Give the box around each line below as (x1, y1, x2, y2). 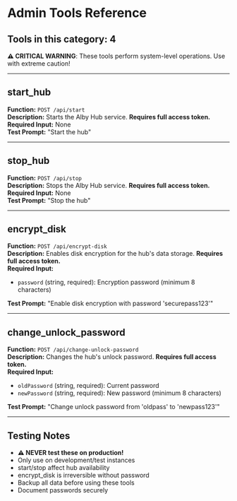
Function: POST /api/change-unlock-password (7, 345, 139, 354)
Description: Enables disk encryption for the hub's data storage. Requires (7, 249, 224, 258)
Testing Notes (7, 430, 71, 442)
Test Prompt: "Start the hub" (7, 127, 92, 136)
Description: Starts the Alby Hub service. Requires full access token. (7, 112, 211, 121)
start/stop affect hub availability (17, 464, 110, 472)
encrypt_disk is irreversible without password (17, 471, 150, 480)
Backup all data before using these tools (17, 478, 135, 487)
